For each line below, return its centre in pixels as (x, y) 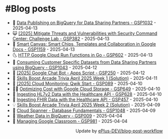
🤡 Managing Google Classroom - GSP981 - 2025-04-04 (70, 121)
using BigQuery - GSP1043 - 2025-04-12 (55, 67)
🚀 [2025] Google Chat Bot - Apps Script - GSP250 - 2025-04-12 (78, 73)
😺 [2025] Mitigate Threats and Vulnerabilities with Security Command (85, 33)
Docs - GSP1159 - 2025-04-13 (43, 49)
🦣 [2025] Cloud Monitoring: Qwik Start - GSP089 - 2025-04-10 (77, 83)
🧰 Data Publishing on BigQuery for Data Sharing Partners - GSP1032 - (84, 23)
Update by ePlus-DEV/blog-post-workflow (119, 130)
